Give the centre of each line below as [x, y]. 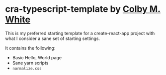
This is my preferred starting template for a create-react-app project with [80, 33]
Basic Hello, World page [37, 57]
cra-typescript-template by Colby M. [83, 9]
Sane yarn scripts [30, 63]
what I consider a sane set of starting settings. [53, 38]
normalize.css [27, 68]
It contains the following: [30, 48]
